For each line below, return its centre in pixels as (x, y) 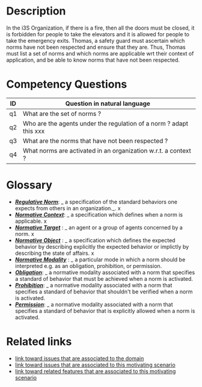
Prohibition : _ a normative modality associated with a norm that (93, 285)
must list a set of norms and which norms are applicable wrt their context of (100, 53)
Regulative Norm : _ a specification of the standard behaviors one (96, 202)
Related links (39, 342)
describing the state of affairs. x (54, 253)
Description (36, 11)
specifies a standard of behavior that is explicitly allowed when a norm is (105, 311)
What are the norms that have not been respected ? (96, 141)
